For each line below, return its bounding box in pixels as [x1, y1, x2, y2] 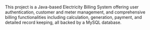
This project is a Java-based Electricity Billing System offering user [5, 4, 139, 10]
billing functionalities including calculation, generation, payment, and [5, 15, 142, 20]
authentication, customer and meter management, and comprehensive [5, 9, 146, 15]
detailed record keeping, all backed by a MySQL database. [5, 19, 122, 25]
